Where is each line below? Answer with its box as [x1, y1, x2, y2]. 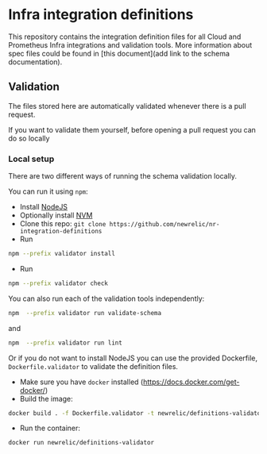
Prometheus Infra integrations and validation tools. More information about [8, 40, 253, 49]
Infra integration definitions [8, 6, 194, 24]
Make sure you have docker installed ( [19, 377, 144, 387]
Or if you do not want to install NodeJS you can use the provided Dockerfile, [8, 353, 258, 363]
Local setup [8, 153, 55, 164]
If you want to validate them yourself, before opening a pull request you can [8, 125, 257, 134]
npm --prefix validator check [8, 279, 109, 287]
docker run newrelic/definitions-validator [8, 439, 155, 447]
